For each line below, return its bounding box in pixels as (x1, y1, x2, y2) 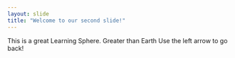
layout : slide (7, 10, 50, 18)
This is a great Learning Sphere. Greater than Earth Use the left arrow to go (7, 36, 228, 45)
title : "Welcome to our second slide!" (7, 17, 126, 24)
